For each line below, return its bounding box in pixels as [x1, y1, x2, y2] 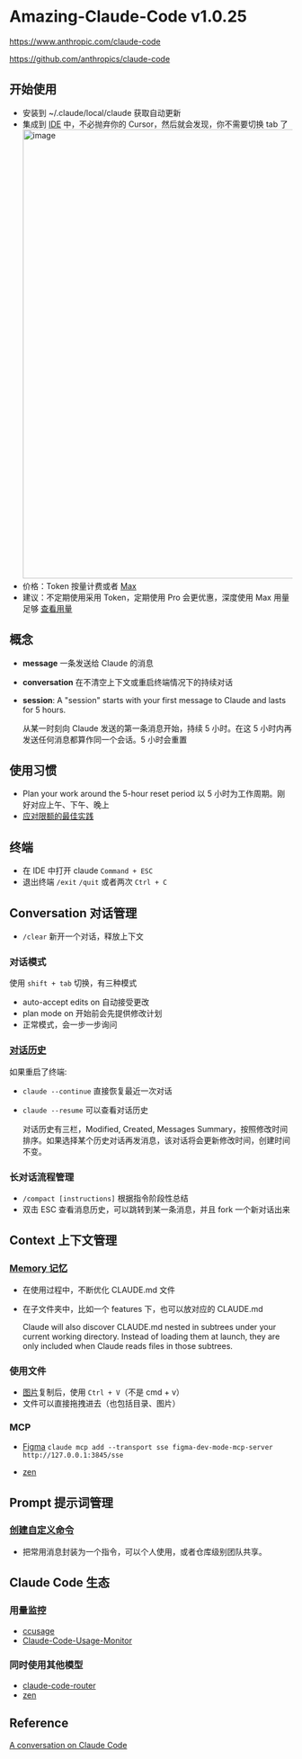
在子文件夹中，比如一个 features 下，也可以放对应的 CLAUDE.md [22, 1303, 263, 1314]
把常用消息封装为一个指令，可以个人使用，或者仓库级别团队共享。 [22, 1546, 267, 1557]
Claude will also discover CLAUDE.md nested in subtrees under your [22, 1321, 277, 1332]
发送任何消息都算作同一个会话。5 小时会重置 [22, 734, 188, 745]
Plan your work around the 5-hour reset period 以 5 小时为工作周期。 [22, 789, 278, 799]
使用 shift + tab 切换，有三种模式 [9, 978, 138, 988]
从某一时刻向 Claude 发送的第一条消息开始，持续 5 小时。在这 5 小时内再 [22, 722, 292, 734]
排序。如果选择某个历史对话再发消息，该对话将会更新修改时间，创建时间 [22, 1135, 290, 1146]
